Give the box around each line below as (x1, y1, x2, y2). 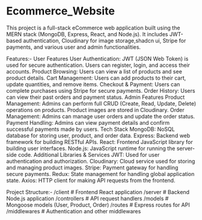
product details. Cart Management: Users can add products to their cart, (6, 74, 186, 81)
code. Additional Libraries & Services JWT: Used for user (17, 151, 160, 158)
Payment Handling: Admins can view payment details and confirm (6, 119, 170, 126)
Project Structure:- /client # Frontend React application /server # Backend (6, 188, 190, 195)
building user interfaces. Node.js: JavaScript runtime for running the (6, 145, 175, 152)
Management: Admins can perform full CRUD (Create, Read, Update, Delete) (6, 99, 197, 107)
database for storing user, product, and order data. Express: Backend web (6, 131, 191, 139)
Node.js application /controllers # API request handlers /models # (6, 195, 169, 202)
